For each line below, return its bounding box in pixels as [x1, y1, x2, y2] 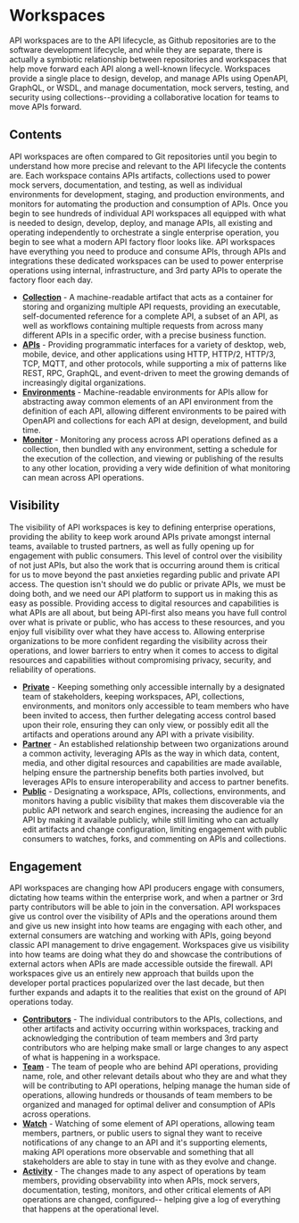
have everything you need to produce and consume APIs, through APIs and [9, 246, 287, 256]
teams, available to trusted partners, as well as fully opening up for [9, 540, 254, 551]
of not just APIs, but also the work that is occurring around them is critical [9, 559, 280, 570]
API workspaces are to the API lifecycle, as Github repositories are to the [9, 35, 277, 46]
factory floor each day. [9, 274, 94, 285]
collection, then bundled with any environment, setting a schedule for [21, 443, 278, 454]
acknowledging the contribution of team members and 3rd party [21, 1033, 259, 1043]
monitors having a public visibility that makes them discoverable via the [21, 795, 285, 806]
